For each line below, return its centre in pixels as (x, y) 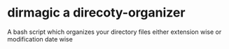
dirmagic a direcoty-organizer (96, 13)
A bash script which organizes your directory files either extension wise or (114, 32)
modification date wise (40, 39)
